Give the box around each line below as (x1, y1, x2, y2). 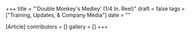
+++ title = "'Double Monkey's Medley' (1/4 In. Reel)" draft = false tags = (5, 5, 186, 12)
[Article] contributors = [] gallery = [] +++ (5, 23, 109, 30)
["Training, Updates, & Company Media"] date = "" (5, 11, 130, 19)
